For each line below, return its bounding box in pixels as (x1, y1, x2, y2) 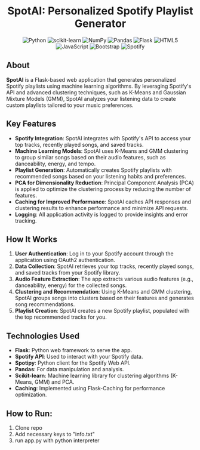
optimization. (14, 391, 47, 398)
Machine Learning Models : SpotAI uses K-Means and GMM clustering (14, 147, 189, 155)
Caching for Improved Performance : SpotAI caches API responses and (14, 198, 192, 205)
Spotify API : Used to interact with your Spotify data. (14, 353, 143, 360)
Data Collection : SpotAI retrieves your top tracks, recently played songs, (14, 263, 194, 270)
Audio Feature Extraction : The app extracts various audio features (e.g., (14, 276, 194, 283)
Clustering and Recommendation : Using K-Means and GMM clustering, (14, 288, 192, 295)
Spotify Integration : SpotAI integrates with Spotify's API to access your (14, 134, 191, 141)
